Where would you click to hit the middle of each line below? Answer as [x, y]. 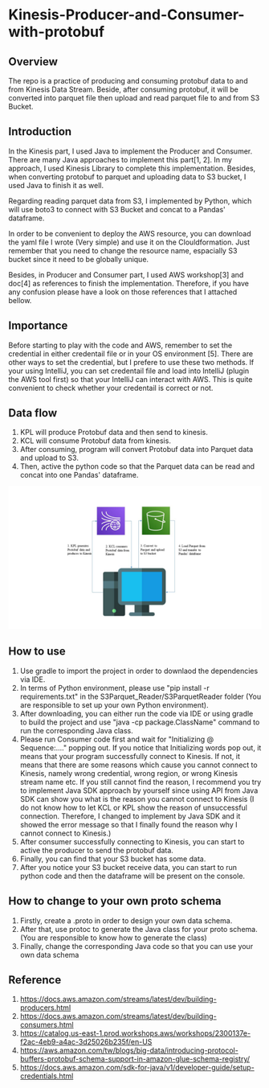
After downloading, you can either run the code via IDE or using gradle [137, 713]
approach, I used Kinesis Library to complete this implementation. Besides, [132, 168]
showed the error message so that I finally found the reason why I [128, 824]
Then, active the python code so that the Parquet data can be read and [137, 466]
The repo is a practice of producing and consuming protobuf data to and [128, 81]
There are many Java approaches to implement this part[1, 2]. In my [120, 159]
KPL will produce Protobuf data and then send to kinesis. [114, 433]
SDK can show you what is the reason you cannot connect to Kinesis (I [137, 799]
